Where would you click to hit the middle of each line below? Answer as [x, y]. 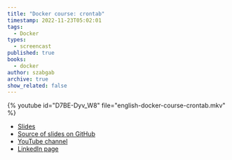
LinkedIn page [38, 149]
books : [17, 60]
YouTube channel [42, 142]
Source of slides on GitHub [56, 134]
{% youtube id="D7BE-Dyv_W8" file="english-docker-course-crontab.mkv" [116, 105]
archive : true [28, 79]
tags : [15, 27]
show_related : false [37, 86]
